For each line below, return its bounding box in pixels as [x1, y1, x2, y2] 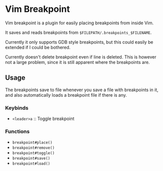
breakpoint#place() [12, 140, 53, 145]
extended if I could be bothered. [5, 44, 71, 50]
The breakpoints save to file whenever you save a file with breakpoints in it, [5, 87, 159, 93]
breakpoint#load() [12, 161, 50, 167]
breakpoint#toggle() [12, 151, 55, 156]
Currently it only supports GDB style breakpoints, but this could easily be [5, 39, 154, 45]
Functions [5, 128, 30, 135]
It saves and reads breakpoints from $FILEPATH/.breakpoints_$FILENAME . [5, 29, 152, 35]
